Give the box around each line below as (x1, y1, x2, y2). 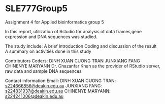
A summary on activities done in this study (5, 48, 92, 54)
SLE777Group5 (5, 3, 68, 14)
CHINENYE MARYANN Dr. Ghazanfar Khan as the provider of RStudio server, (5, 63, 161, 69)
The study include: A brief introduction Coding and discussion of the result (5, 43, 157, 49)
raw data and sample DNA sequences (5, 68, 82, 74)
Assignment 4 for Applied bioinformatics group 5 (5, 19, 104, 25)
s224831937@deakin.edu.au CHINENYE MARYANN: (5, 88, 111, 94)
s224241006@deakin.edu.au (5, 93, 64, 99)
